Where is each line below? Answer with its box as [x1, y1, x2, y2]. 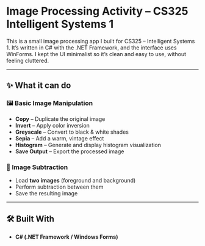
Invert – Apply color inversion [15, 121, 90, 129]
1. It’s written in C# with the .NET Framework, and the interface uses [6, 44, 177, 51]
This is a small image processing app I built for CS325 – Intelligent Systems [6, 37, 195, 45]
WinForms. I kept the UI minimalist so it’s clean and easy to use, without [6, 50, 187, 57]
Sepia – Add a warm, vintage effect [15, 134, 104, 142]
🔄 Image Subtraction [6, 163, 68, 172]
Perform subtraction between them [15, 183, 104, 190]
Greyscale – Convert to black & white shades [15, 128, 129, 136]
